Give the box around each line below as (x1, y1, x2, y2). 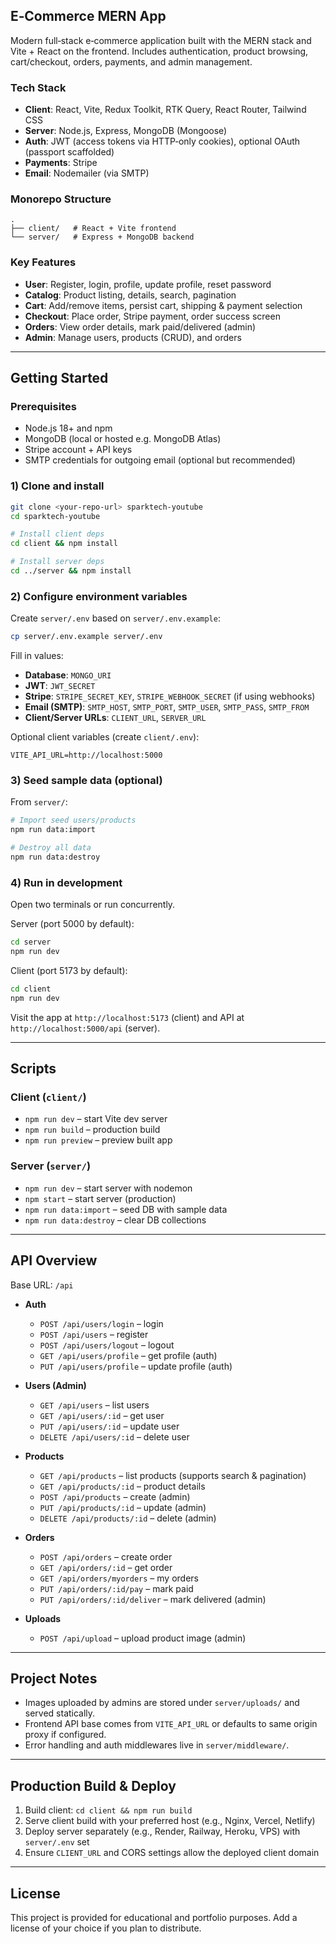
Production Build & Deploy (10, 1777, 177, 1794)
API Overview (10, 1252, 98, 1269)
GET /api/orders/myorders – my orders (39, 1572, 199, 1584)
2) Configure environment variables (10, 589, 188, 603)
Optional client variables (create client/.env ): (10, 731, 200, 743)
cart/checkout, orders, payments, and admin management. (10, 55, 253, 68)
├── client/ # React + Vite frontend (10, 224, 177, 234)
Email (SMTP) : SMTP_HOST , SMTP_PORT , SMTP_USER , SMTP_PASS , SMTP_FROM (24, 701, 310, 713)
